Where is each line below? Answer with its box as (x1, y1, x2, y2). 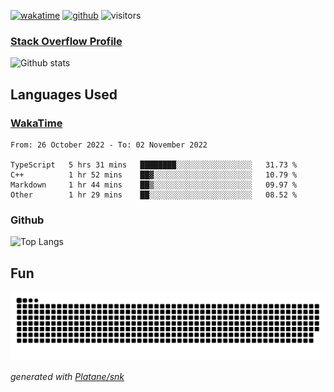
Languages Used (10, 86, 118, 103)
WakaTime (10, 116, 63, 130)
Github (10, 213, 45, 227)
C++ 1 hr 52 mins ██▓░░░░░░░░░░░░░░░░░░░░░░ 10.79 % (10, 170, 298, 180)
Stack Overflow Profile (10, 34, 123, 48)
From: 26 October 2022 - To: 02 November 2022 (10, 140, 208, 150)
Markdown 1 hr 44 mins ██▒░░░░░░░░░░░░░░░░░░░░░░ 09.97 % (10, 180, 298, 190)
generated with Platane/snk (10, 370, 125, 382)
